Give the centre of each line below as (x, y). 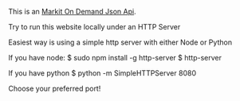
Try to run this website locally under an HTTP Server (94, 27)
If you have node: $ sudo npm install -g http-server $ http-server (115, 58)
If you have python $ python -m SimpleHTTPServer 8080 (102, 73)
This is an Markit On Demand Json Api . (73, 12)
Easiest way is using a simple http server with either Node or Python (120, 42)
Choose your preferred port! (55, 88)
